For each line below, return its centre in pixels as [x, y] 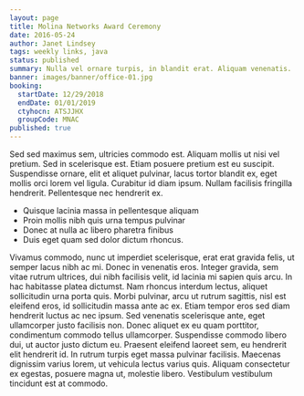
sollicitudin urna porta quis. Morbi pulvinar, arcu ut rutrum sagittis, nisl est [148, 296]
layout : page [34, 18]
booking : [26, 86]
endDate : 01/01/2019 [57, 103]
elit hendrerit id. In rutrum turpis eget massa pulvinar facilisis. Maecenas [145, 354]
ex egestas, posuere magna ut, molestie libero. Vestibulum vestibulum [141, 374]
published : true [40, 129]
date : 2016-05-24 [42, 35]
